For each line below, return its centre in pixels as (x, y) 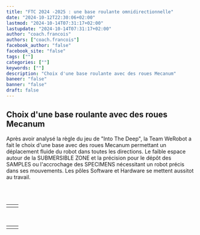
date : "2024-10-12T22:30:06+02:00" (51, 17)
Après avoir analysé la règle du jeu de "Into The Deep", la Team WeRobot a (99, 139)
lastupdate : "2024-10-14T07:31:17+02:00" (59, 29)
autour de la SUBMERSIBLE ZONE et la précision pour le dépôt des (89, 158)
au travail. (19, 177)
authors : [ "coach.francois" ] (43, 40)
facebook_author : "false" (39, 46)
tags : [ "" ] (20, 57)
